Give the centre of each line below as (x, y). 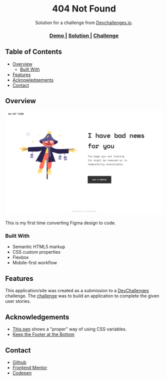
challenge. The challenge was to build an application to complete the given (82, 296)
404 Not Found (84, 9)
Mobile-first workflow (35, 263)
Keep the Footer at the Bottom (43, 334)
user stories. (18, 301)
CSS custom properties (36, 252)
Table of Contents (34, 52)
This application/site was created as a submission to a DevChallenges (77, 291)
